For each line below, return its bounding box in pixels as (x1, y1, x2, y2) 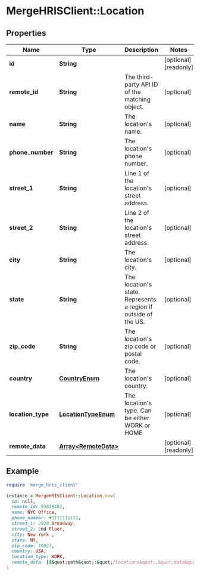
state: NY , (11, 537, 39, 543)
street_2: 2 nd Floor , (11, 526, 65, 532)
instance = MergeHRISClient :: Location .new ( (6, 492, 116, 499)
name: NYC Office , (11, 509, 58, 516)
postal (124, 350, 142, 358)
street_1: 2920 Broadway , (11, 520, 76, 526)
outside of (124, 310, 153, 318)
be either (124, 414, 150, 422)
